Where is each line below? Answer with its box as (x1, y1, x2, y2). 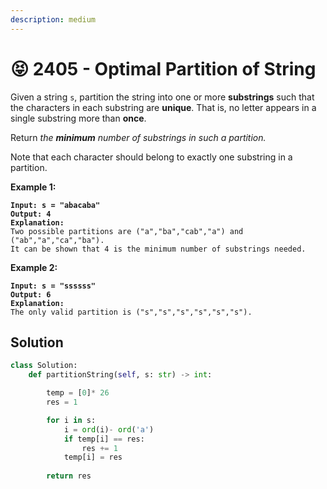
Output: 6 (10, 289, 52, 300)
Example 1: (10, 181, 57, 193)
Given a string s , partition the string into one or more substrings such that (10, 91, 315, 103)
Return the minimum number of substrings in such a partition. (10, 131, 267, 143)
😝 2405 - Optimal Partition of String (10, 57, 317, 80)
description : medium (10, 14, 97, 25)
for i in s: (46, 415, 97, 425)
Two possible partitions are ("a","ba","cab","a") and (10, 226, 244, 236)
